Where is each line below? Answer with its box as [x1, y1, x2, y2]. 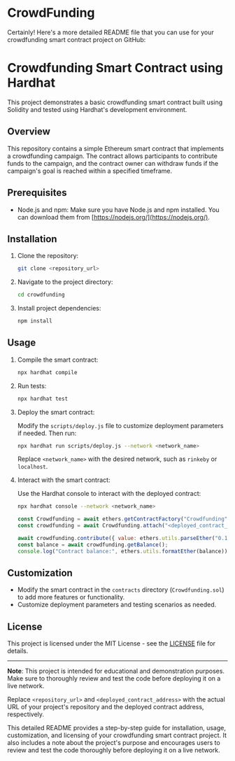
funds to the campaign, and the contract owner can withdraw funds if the [7, 159, 219, 167]
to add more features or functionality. [17, 593, 125, 602]
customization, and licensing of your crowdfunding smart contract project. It [7, 731, 227, 739]
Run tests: [17, 381, 47, 390]
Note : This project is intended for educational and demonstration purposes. [7, 667, 225, 676]
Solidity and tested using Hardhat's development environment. [7, 105, 187, 113]
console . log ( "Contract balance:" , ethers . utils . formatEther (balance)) [17, 548, 228, 555]
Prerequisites [7, 187, 67, 199]
